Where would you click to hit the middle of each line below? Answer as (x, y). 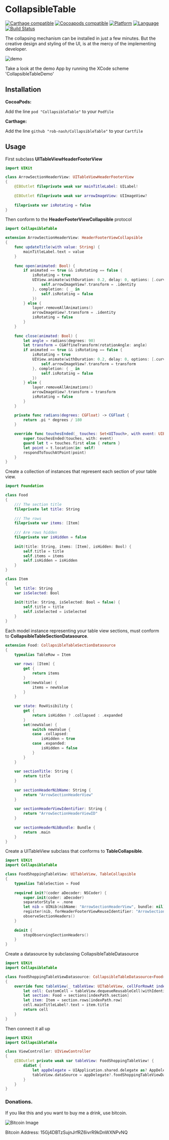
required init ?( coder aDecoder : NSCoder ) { (61, 893)
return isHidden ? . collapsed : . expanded (77, 715)
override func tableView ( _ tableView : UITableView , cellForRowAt (84, 986)
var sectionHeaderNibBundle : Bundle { (55, 827)
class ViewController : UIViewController (48, 1051)
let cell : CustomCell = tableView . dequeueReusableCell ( (83, 991)
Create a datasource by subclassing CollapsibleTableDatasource (72, 954)
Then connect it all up (28, 1028)
